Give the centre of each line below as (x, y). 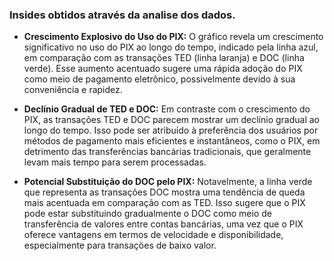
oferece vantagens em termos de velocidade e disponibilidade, (153, 235)
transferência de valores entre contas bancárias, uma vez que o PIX (163, 224)
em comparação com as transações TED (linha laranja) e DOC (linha (164, 58)
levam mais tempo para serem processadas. (115, 162)
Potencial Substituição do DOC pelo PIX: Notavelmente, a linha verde (168, 182)
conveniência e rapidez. (73, 90)
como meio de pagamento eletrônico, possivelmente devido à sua (159, 79)
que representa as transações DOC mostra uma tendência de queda (164, 192)
